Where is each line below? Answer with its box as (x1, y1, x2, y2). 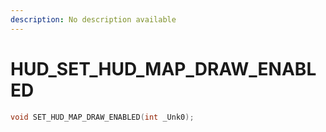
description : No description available (10, 14, 177, 25)
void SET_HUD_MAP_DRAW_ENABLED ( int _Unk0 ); (10, 112, 195, 122)
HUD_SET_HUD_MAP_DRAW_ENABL (10, 57, 317, 80)
